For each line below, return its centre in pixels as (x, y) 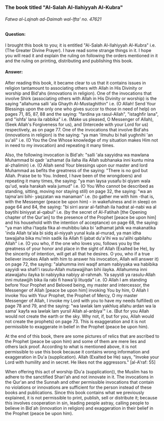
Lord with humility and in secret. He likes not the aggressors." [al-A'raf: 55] (80, 362)
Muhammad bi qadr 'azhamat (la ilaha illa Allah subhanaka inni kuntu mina (80, 160)
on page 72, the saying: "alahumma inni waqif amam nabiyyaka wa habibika (82, 264)
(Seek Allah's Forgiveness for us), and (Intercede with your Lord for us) (77, 124)
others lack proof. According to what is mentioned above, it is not (71, 347)
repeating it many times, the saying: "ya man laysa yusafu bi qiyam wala (78, 181)
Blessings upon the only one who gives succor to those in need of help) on (81, 109)
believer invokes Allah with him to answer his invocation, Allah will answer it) (82, 259)
